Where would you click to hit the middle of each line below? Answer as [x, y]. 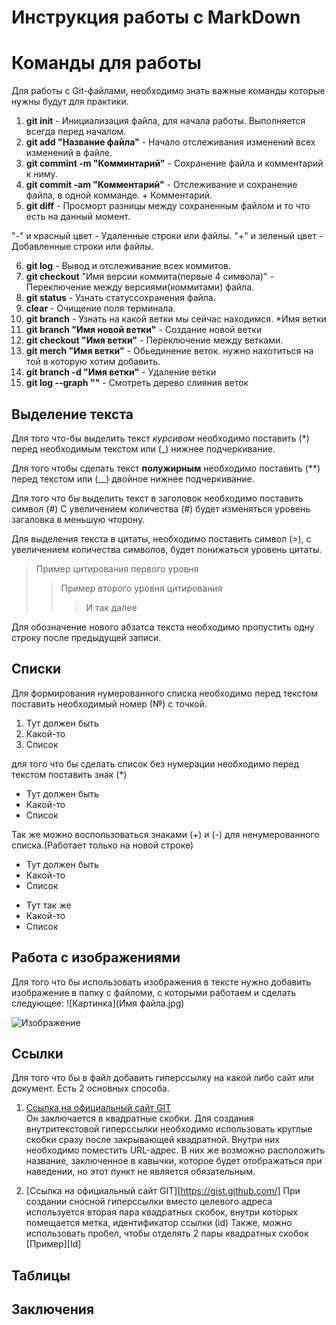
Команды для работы [106, 63]
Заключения [53, 1309]
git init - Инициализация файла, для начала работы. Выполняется [165, 121]
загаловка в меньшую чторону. [78, 519]
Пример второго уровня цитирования [141, 588]
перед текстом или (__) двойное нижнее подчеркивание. [133, 478]
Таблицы [41, 1275]
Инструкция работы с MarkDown [156, 17]
